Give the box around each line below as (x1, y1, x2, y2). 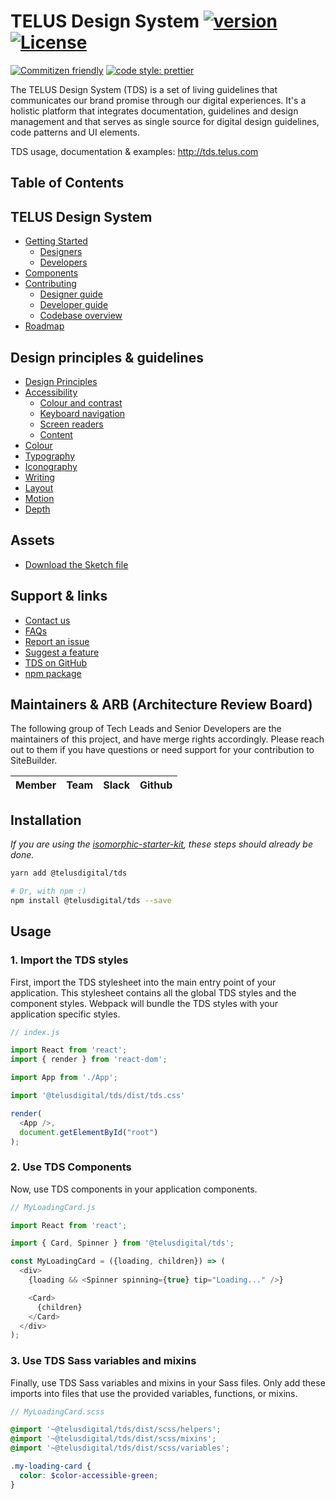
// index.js (10, 1027, 60, 1037)
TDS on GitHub (24, 656, 88, 669)
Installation (10, 811, 82, 829)
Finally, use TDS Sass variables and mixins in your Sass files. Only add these (10, 1376, 326, 1389)
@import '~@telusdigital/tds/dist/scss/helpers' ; (10, 1425, 222, 1435)
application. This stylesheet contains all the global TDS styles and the (10, 986, 297, 999)
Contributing (24, 278, 77, 290)
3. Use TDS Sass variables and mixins (10, 1354, 197, 1368)
